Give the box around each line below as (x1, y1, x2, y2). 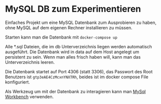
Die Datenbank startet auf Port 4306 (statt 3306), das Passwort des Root (5, 68, 153, 74)
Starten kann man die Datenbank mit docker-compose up (5, 34, 118, 40)
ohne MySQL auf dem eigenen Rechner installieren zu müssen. (5, 24, 133, 30)
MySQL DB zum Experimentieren (5, 3, 141, 15)
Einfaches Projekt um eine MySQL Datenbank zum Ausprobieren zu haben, (5, 20, 157, 25)
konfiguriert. (5, 79, 30, 85)
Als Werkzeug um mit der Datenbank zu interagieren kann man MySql (5, 88, 146, 94)
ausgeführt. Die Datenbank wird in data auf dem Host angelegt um (5, 49, 139, 55)
